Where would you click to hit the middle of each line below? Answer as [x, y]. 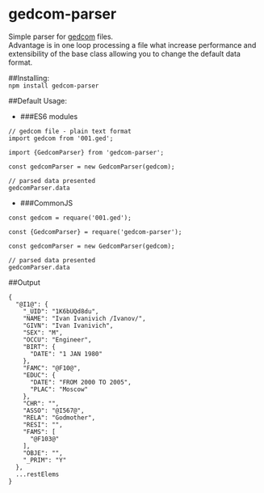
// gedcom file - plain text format [70, 131]
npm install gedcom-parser [54, 86]
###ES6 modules [49, 116]
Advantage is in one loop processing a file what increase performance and [132, 45]
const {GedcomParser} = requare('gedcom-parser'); [95, 232]
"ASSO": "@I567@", [54, 410]
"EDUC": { [40, 375]
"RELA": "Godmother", [59, 418]
